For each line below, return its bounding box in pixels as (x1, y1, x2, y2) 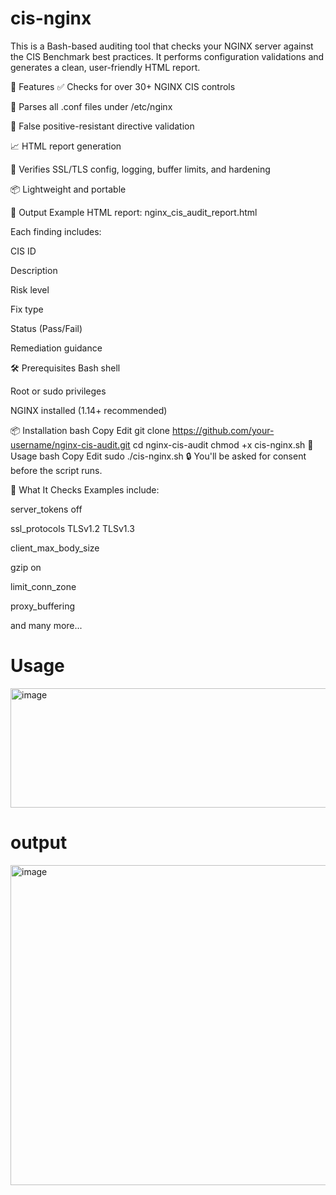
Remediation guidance (10, 342, 103, 354)
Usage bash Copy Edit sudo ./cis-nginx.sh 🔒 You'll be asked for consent (10, 450, 307, 462)
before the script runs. (10, 464, 103, 476)
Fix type (10, 303, 44, 315)
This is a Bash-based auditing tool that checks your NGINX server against (10, 40, 314, 52)
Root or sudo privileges (10, 385, 107, 397)
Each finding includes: (10, 225, 102, 237)
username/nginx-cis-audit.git (10, 438, 131, 451)
